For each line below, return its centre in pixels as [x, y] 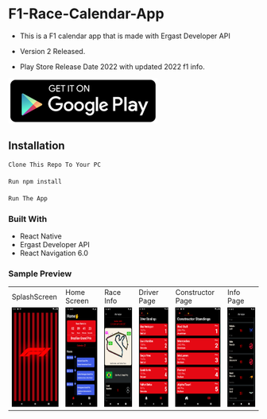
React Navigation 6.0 [54, 253]
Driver [149, 293]
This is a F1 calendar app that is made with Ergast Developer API [125, 36]
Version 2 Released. [52, 51]
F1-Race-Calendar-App [86, 14]
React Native [41, 236]
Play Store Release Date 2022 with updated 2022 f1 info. [112, 66]
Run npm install [35, 182]
